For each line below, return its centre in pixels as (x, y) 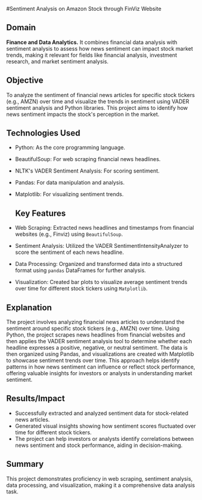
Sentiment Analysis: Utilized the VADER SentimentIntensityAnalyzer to (102, 246)
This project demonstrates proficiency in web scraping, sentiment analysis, (99, 478)
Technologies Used (43, 133)
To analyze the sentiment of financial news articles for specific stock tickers (100, 95)
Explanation (29, 307)
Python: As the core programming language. (70, 148)
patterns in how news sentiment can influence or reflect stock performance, (101, 367)
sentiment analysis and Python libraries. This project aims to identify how (97, 107)
